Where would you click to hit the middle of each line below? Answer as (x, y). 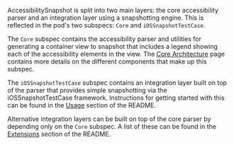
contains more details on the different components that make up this (107, 62)
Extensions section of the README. (59, 134)
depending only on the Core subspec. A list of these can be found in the (112, 126)
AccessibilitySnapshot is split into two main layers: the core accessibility (113, 10)
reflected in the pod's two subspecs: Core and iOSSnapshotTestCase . (106, 25)
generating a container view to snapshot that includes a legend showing (113, 46)
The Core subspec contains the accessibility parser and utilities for (105, 39)
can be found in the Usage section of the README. (82, 105)
